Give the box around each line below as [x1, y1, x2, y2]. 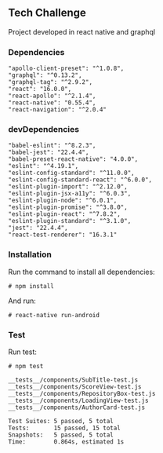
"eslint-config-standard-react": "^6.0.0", [8, 176, 153, 184]
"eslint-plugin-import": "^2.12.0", [8, 183, 128, 191]
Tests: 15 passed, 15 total [8, 424, 121, 432]
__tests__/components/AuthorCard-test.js [8, 404, 146, 411]
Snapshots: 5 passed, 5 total [8, 431, 114, 439]
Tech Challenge [8, 6, 86, 20]
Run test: [8, 347, 38, 356]
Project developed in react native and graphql [8, 27, 155, 36]
